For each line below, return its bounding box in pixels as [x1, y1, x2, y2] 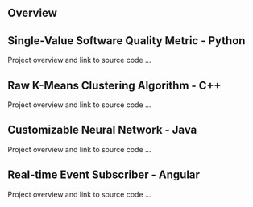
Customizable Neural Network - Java [7, 123, 197, 137]
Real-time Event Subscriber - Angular [7, 168, 201, 182]
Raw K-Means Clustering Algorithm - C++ [7, 78, 222, 92]
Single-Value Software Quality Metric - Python [7, 34, 246, 48]
